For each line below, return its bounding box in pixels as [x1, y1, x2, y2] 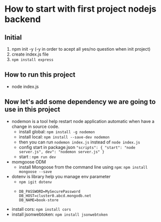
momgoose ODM [11, 159, 46, 164]
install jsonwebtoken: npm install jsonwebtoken [11, 211, 108, 217]
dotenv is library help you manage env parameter [11, 173, 111, 179]
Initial [4, 33, 22, 41]
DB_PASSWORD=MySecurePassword [19, 189, 81, 194]
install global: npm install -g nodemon [19, 128, 95, 135]
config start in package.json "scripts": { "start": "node [19, 144, 136, 150]
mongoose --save [19, 169, 52, 174]
